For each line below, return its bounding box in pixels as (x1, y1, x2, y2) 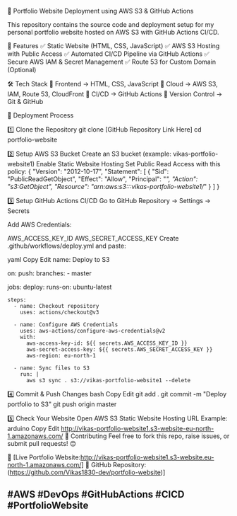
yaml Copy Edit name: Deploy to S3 (7, 256, 110, 263)
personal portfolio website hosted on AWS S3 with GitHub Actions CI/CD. (7, 28, 220, 36)
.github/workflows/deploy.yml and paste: (7, 241, 126, 250)
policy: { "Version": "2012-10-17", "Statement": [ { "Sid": (7, 167, 169, 176)
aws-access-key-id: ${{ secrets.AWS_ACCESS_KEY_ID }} (25, 340, 188, 347)
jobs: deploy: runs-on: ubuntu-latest (7, 283, 112, 291)
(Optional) (7, 66, 37, 74)
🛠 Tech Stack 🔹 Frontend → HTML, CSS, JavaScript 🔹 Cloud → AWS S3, (7, 80, 218, 88)
